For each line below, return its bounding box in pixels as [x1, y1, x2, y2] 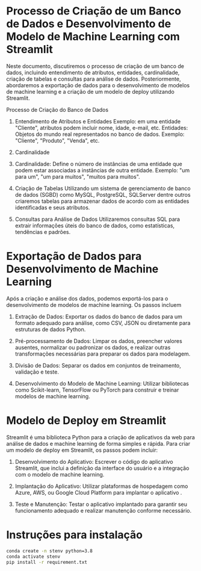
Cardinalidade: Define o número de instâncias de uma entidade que [14, 160, 182, 167]
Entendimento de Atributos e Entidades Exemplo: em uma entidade [14, 117, 181, 125]
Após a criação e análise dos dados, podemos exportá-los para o [6, 295, 169, 302]
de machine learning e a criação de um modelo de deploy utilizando [6, 88, 175, 95]
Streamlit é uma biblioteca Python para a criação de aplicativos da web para [6, 433, 196, 440]
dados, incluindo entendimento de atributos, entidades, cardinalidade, [6, 69, 180, 76]
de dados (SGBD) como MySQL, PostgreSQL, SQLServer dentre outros [14, 191, 191, 198]
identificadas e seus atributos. [14, 203, 90, 211]
